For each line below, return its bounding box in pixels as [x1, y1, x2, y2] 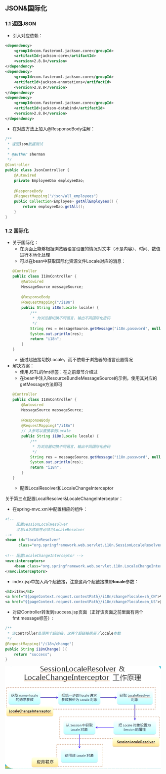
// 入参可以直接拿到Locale [21, 429, 71, 434]
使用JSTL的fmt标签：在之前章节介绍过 [19, 369, 98, 375]
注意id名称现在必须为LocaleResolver [16, 527, 85, 532]
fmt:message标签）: [12, 615, 53, 621]
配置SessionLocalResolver [16, 522, 68, 527]
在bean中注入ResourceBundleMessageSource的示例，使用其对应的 [19, 375, 157, 381]
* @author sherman [7, 152, 45, 157]
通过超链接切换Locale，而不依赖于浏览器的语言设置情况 [19, 357, 133, 363]
